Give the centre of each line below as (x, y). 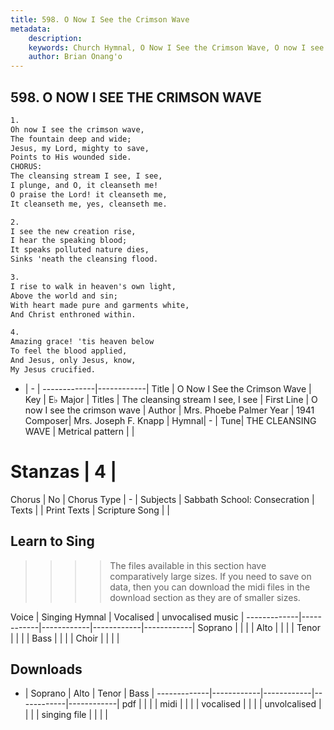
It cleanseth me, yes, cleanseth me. (89, 204)
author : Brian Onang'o (75, 57)
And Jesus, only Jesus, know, (73, 361)
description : (55, 38)
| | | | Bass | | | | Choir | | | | (65, 638)
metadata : (31, 29)
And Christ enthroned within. (73, 314)
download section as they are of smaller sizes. (205, 597)
